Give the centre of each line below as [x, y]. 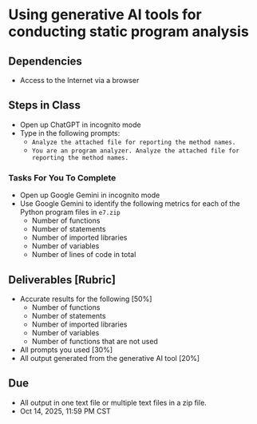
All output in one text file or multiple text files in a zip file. [113, 402]
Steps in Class [45, 105]
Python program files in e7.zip [70, 212]
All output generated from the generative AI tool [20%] [110, 358]
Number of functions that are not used [95, 341]
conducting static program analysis [128, 32]
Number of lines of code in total [84, 255]
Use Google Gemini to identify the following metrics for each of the [130, 204]
